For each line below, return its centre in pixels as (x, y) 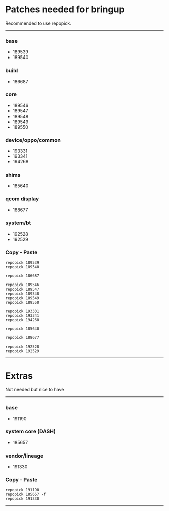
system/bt (18, 223)
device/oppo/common (33, 140)
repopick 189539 (22, 263)
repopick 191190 (22, 490)
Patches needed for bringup (65, 9)
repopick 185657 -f (26, 495)
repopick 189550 (22, 303)
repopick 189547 (22, 289)
